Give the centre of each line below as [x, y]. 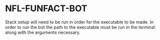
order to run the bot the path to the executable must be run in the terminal [80, 27]
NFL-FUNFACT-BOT [46, 9]
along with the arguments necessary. [43, 32]
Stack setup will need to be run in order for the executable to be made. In [80, 22]
